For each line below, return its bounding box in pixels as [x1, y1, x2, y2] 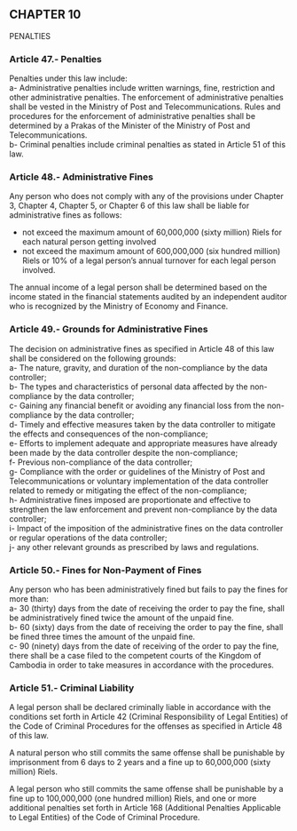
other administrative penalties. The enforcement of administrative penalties [9, 92, 284, 103]
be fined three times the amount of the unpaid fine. [9, 631, 196, 642]
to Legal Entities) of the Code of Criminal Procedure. [9, 812, 200, 823]
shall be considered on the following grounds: [9, 353, 176, 364]
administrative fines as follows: [9, 210, 122, 220]
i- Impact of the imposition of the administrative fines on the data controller [9, 523, 284, 533]
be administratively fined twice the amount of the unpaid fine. [9, 612, 234, 623]
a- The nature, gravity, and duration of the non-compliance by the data [9, 362, 268, 372]
